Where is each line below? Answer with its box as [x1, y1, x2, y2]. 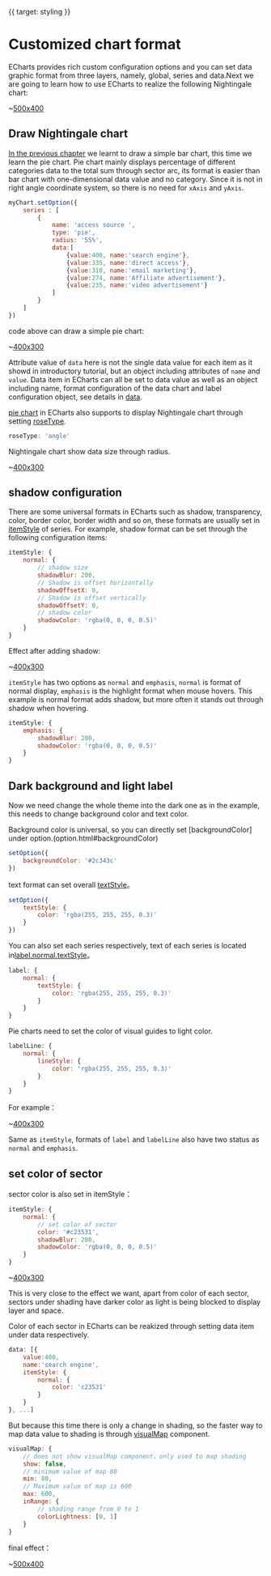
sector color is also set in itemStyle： [8, 1190, 132, 1199]
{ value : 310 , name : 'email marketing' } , [66, 266, 197, 275]
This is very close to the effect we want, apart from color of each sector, [8, 1288, 249, 1298]
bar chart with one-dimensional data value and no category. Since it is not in [8, 174, 263, 184]
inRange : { [23, 1497, 60, 1506]
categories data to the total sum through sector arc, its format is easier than [8, 165, 260, 175]
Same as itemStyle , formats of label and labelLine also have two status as [8, 1135, 260, 1144]
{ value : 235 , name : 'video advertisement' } [66, 281, 208, 290]
